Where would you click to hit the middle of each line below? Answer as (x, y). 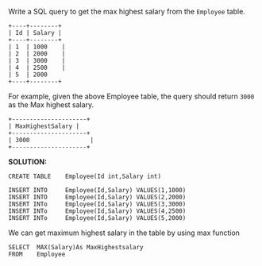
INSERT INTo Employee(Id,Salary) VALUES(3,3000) (97, 204)
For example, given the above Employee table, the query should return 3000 (131, 96)
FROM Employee (37, 254)
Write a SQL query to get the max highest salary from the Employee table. (127, 12)
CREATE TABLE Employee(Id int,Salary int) (85, 176)
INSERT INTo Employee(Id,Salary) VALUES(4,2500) (97, 211)
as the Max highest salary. (51, 105)
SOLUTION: (28, 162)
